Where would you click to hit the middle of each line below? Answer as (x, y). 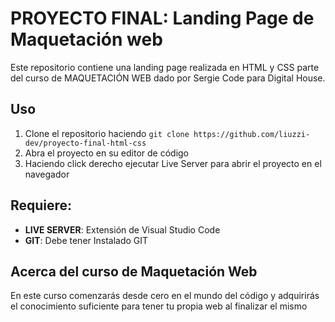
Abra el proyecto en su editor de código (107, 153)
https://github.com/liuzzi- (252, 134)
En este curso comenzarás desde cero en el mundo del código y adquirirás (165, 296)
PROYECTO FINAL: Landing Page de (162, 18)
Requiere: (41, 205)
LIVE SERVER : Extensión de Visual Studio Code (122, 229)
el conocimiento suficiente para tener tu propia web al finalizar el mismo (159, 306)
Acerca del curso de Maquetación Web (134, 271)
